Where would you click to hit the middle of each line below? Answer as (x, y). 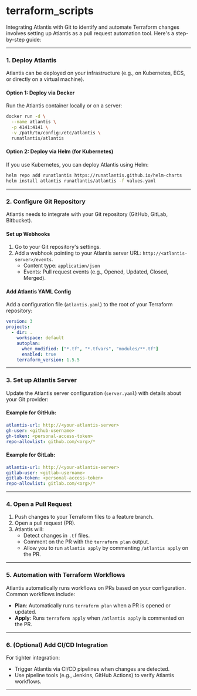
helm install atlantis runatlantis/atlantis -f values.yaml (81, 181)
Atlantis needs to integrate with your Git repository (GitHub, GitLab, (87, 214)
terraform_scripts (50, 11)
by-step (16, 39)
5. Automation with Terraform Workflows (66, 575)
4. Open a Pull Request (39, 504)
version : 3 (19, 322)
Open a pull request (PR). (45, 523)
